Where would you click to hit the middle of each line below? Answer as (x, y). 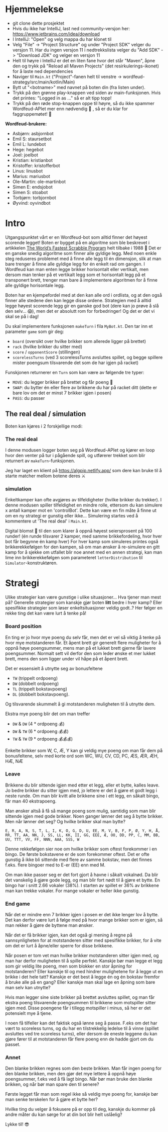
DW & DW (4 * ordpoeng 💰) (38, 724)
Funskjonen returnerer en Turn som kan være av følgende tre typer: (75, 372)
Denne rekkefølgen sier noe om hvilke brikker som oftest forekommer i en (81, 849)
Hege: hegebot (28, 149)
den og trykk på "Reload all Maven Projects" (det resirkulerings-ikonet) (86, 66)
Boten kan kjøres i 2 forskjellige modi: (44, 426)
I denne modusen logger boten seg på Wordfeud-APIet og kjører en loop (80, 450)
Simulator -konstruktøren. (31, 563)
